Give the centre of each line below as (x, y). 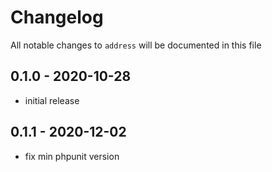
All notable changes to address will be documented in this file (136, 45)
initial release (52, 100)
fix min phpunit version (72, 156)
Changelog (57, 17)
